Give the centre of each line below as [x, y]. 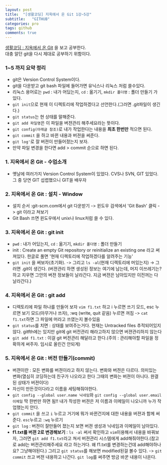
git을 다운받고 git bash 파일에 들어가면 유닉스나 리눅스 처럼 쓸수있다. [79, 86]
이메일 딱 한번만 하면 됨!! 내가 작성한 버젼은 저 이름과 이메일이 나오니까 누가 [84, 401]
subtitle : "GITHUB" [28, 19]
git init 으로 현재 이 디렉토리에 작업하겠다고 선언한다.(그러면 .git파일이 [82, 104]
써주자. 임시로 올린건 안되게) [53, 344]
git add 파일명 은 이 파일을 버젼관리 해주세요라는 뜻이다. [66, 123]
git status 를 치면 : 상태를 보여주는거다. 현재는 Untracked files [74, 326]
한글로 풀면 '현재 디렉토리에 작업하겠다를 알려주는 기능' [80, 257]
